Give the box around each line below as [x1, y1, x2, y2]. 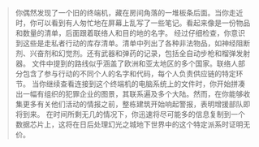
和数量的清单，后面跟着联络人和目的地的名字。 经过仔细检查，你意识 [15, 28, 245, 37]
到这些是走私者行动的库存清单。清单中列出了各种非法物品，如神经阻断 [15, 38, 251, 48]
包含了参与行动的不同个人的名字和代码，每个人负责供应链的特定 [22, 69, 236, 78]
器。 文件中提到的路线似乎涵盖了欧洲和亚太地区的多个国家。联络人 [15, 58, 239, 68]
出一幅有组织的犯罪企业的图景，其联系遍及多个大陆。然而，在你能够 [15, 89, 244, 98]
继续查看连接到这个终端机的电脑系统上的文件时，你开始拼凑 [45, 79, 245, 89]
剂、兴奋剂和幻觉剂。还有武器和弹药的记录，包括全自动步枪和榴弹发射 [15, 49, 251, 58]
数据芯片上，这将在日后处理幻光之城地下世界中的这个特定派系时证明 [15, 119, 244, 129]
